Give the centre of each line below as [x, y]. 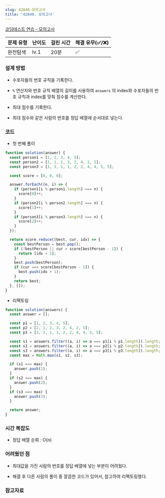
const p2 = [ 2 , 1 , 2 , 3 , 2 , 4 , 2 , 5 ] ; [50, 328]
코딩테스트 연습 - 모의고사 [30, 29]
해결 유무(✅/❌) [92, 43]
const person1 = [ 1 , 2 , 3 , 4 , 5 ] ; [45, 157]
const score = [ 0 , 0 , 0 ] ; [36, 176]
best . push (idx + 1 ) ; [39, 272]
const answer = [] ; [30, 314]
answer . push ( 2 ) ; [31, 383]
